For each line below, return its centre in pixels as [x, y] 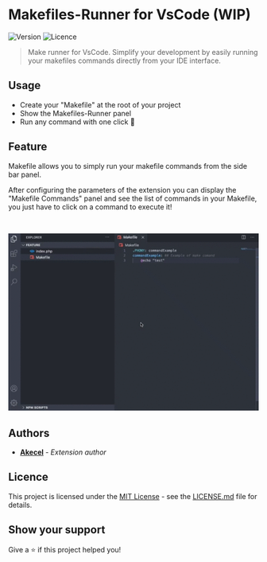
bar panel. [25, 174]
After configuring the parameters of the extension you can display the [122, 189]
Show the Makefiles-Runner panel [75, 113]
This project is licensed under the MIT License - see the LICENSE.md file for [133, 496]
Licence [29, 477]
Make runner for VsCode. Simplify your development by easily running [143, 52]
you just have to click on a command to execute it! [90, 207]
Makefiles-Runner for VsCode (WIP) [130, 15]
